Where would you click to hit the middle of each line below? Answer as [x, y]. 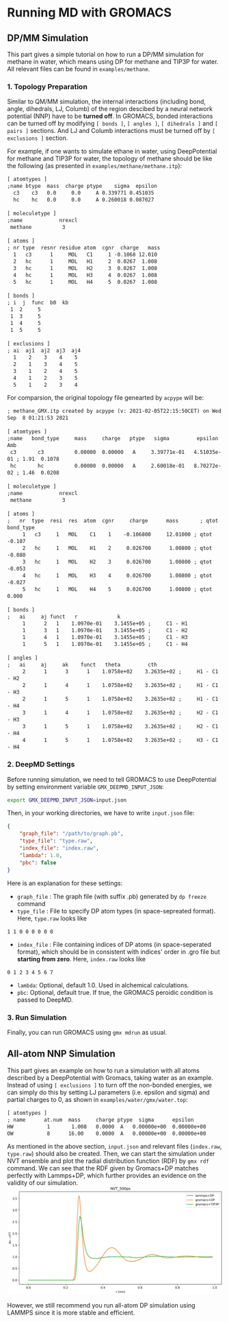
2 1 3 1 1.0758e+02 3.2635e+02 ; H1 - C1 [120, 672]
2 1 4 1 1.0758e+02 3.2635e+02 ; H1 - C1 [120, 686]
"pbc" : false [38, 863]
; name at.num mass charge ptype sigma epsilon [100, 1120]
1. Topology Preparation [47, 86]
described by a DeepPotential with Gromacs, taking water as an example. [110, 1077]
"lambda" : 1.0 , [41, 855]
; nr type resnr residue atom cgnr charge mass [84, 248]
